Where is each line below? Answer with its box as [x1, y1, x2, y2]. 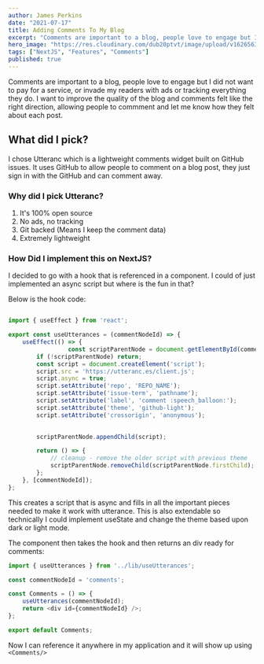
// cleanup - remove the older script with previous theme [49, 454, 247, 463]
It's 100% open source [19, 208, 93, 217]
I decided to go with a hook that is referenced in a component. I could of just [8, 271, 255, 280]
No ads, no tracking [19, 216, 84, 226]
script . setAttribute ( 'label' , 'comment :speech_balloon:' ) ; [36, 397, 237, 405]
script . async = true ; [36, 374, 108, 382]
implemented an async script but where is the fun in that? [8, 279, 195, 289]
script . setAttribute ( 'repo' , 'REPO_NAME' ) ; [36, 382, 181, 390]
